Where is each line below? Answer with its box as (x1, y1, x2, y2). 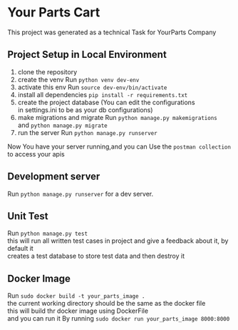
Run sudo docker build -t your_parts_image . (7, 291, 145, 300)
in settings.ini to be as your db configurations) (17, 105, 153, 114)
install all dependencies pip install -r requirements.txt (17, 90, 188, 99)
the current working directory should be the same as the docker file (7, 299, 206, 308)
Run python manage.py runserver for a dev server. (7, 189, 154, 198)
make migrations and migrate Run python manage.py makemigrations (17, 113, 217, 121)
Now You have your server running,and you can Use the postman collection (7, 142, 232, 151)
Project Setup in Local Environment (7, 49, 167, 61)
